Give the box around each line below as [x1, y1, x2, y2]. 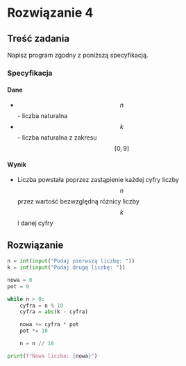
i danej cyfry [17, 219, 53, 227]
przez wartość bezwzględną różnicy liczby [17, 197, 140, 206]
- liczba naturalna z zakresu [17, 133, 97, 142]
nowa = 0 [7, 276, 33, 283]
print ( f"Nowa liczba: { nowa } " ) [7, 352, 98, 359]
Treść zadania [7, 33, 70, 44]
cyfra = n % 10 [19, 302, 64, 309]
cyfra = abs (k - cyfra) [19, 308, 89, 315]
